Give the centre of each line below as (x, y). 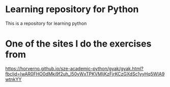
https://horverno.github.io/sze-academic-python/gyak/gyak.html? (74, 68)
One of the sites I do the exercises (78, 44)
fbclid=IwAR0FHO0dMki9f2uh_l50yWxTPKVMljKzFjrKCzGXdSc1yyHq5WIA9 (85, 74)
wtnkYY (13, 79)
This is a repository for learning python (46, 23)
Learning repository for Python (72, 9)
